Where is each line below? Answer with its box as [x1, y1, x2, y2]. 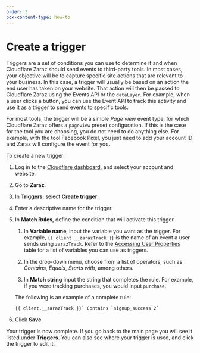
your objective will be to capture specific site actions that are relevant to [6, 72, 183, 79]
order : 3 [6, 8, 28, 15]
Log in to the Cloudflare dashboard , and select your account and [14, 164, 174, 171]
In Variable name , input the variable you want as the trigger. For [23, 227, 181, 235]
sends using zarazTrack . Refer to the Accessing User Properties [23, 240, 180, 248]
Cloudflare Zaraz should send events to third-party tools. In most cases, [6, 66, 183, 73]
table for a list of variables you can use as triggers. [23, 246, 149, 254]
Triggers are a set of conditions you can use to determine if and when [6, 60, 177, 67]
